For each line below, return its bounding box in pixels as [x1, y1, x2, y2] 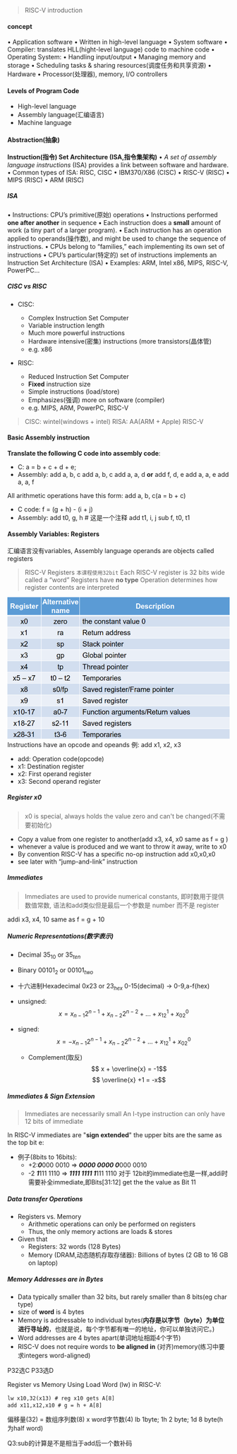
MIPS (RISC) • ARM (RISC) [7, 176, 85, 184]
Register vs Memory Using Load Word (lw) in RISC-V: [7, 1380, 162, 1388]
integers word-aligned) [23, 1351, 91, 1359]
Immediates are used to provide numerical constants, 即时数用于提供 [24, 892, 224, 900]
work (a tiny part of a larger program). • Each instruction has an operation [7, 226, 222, 234]
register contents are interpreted [24, 583, 120, 591]
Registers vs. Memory [17, 1213, 82, 1221]
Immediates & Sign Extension [7, 1091, 95, 1100]
